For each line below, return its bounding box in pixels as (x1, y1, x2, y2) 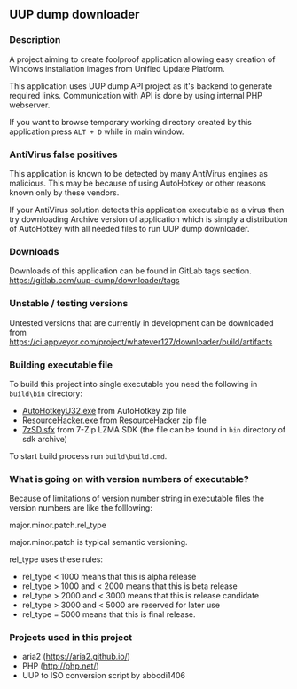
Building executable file (9, 359, 113, 371)
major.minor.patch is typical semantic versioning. (9, 537, 188, 548)
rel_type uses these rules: (9, 554, 104, 565)
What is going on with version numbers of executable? (9, 472, 250, 485)
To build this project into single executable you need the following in (9, 378, 258, 389)
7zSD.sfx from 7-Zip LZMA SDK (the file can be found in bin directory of (21, 424, 286, 434)
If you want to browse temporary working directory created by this (9, 116, 253, 127)
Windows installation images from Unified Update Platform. (9, 63, 225, 74)
